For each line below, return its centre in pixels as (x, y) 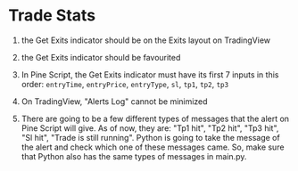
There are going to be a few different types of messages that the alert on (155, 118)
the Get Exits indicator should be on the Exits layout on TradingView (146, 40)
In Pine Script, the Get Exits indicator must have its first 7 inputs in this (150, 74)
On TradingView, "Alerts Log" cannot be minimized (114, 101)
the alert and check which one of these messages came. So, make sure (153, 147)
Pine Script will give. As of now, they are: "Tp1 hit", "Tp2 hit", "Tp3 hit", (150, 128)
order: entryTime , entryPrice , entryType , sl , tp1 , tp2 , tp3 (125, 84)
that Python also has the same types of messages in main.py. (134, 156)
